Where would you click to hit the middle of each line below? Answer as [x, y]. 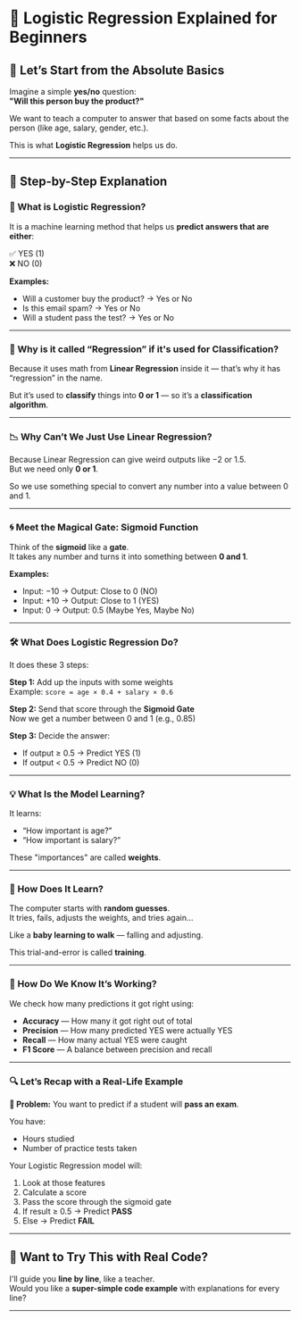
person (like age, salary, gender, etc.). [79, 128]
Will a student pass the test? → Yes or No [98, 317]
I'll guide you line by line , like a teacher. [82, 1278]
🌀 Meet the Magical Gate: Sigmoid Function [104, 528]
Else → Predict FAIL [58, 1221]
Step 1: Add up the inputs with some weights [92, 681]
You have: [28, 1122]
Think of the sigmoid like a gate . [69, 547]
